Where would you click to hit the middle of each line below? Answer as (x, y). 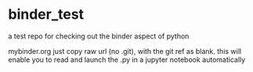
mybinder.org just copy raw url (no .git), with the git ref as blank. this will (125, 51)
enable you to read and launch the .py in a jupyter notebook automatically (127, 59)
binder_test (46, 14)
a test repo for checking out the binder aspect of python (99, 36)
